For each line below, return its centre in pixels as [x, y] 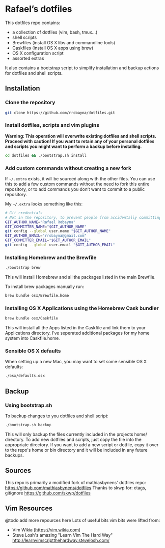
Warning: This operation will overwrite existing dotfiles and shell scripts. [81, 136]
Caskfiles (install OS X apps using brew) [53, 48]
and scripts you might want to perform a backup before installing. [74, 146]
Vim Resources [29, 508]
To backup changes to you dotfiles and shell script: [57, 416]
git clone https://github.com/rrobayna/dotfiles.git [60, 113]
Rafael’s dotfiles [39, 9]
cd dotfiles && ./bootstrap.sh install [46, 155]
